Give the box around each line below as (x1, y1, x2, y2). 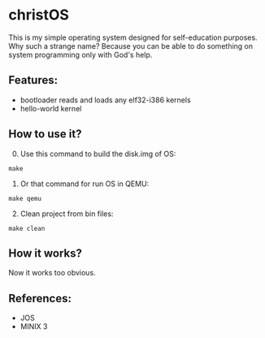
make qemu (8, 194, 42, 202)
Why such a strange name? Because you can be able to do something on (8, 41, 254, 50)
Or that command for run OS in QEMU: (20, 179, 150, 188)
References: (8, 291, 72, 305)
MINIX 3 (20, 322, 48, 331)
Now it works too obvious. (8, 268, 96, 278)
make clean (8, 224, 46, 232)
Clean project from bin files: (20, 209, 114, 219)
